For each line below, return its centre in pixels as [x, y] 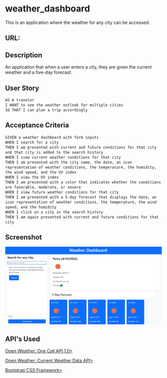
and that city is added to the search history [54, 152]
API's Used [23, 339]
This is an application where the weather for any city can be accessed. [78, 22]
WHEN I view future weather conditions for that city [62, 192]
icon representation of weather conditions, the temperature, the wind [81, 202]
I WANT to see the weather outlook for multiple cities [64, 105]
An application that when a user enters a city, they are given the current [79, 67]
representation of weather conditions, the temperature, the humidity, [81, 167]
